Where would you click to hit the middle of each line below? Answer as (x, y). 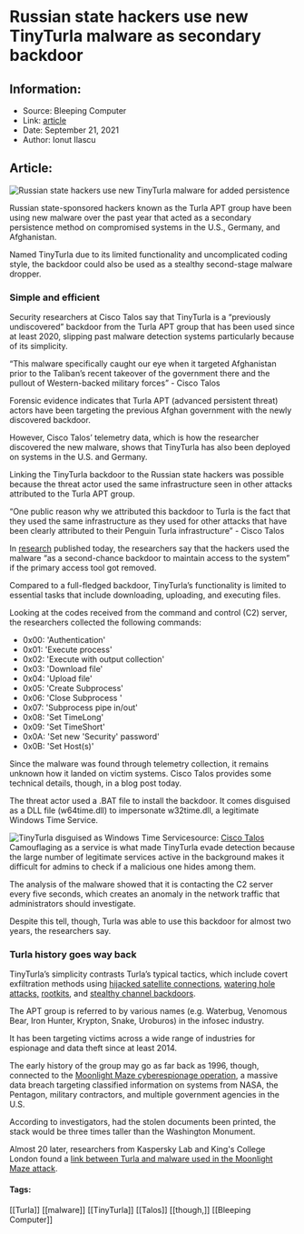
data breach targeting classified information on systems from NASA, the (144, 1085)
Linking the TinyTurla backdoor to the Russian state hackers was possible (147, 475)
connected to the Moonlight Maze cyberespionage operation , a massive (144, 1076)
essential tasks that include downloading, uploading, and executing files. (145, 595)
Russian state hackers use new (129, 17)
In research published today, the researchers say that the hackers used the (150, 548)
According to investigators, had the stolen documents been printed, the (143, 1122)
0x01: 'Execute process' (67, 650)
